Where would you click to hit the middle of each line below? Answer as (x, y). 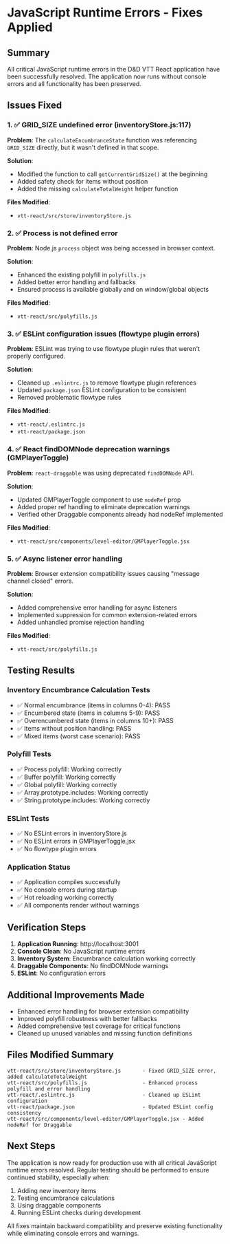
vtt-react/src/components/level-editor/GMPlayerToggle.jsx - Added (106, 1119)
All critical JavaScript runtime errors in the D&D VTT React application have (114, 69)
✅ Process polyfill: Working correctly (69, 769)
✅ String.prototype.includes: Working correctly (83, 800)
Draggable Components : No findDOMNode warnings (93, 966)
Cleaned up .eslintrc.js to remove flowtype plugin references (107, 383)
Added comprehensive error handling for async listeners (97, 608)
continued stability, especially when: (58, 1177)
